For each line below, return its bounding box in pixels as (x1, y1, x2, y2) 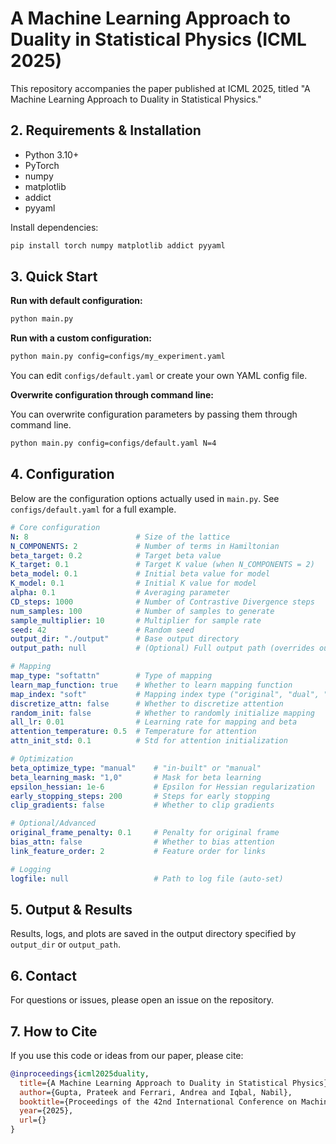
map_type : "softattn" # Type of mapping (10, 671, 213, 681)
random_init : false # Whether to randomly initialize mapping (10, 708, 315, 718)
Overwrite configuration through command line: (10, 389, 215, 401)
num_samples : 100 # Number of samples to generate (10, 606, 275, 616)
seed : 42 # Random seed (10, 625, 195, 635)
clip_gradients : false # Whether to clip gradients (10, 800, 275, 811)
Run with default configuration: (10, 295, 143, 307)
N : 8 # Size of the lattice (10, 532, 230, 542)
